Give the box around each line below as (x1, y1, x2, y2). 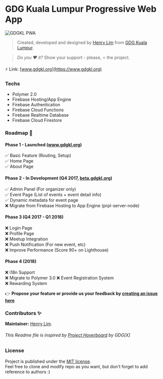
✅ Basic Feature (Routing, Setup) (5, 153, 72, 159)
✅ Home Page (5, 158, 34, 164)
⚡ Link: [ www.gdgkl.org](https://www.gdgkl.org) (5, 66, 102, 72)
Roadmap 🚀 (5, 130, 33, 137)
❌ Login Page (5, 225, 33, 231)
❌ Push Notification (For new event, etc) (5, 241, 86, 247)
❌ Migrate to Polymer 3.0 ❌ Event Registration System (5, 275, 114, 281)
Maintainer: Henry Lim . (5, 321, 52, 327)
